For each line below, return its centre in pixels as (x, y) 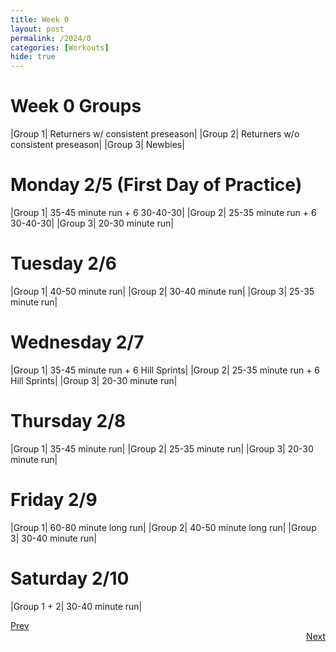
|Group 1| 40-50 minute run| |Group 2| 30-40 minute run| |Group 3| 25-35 (162, 291)
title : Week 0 (40, 19)
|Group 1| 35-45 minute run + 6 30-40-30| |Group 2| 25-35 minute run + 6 (163, 212)
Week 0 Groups (76, 106)
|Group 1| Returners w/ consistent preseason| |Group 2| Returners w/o (155, 134)
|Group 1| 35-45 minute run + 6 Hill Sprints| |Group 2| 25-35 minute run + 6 (165, 370)
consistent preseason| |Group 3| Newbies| (97, 145)
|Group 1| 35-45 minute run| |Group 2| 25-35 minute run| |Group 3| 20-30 (162, 448)
